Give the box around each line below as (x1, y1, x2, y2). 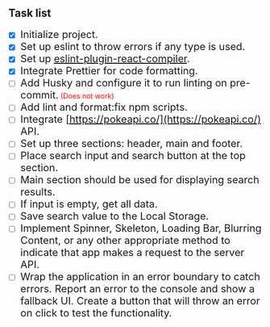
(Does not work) (60, 90, 114, 100)
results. (19, 185, 56, 199)
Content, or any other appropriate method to (19, 233, 231, 247)
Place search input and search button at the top (19, 149, 246, 162)
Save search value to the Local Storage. (19, 209, 210, 223)
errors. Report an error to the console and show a (19, 282, 255, 296)
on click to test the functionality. (19, 306, 172, 320)
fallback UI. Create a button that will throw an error (19, 294, 260, 308)
